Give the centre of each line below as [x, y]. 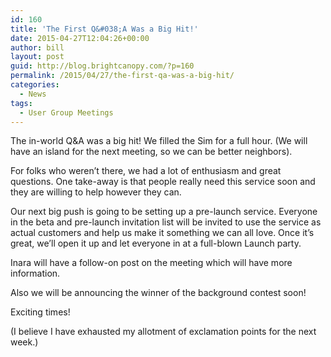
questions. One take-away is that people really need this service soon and [163, 182]
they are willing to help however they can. [96, 192]
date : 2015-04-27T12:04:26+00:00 [80, 38]
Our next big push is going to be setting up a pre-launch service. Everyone [164, 212]
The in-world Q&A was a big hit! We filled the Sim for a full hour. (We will [159, 141]
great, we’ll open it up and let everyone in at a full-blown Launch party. [156, 243]
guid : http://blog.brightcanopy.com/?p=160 [102, 66]
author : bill [37, 47]
